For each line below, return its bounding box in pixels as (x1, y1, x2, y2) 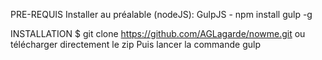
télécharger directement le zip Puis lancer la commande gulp (10, 39, 261, 50)
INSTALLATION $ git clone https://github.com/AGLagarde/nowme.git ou (10, 28, 306, 39)
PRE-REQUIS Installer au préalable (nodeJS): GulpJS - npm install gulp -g (10, 9, 313, 20)
